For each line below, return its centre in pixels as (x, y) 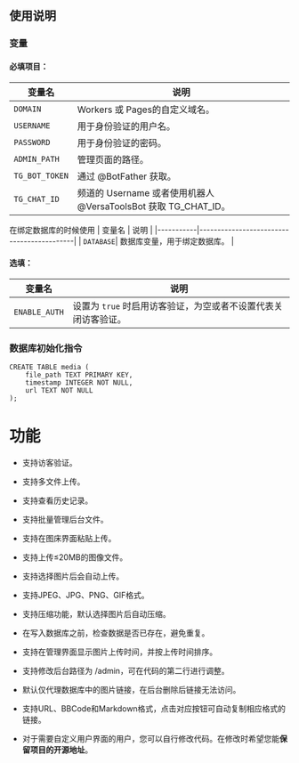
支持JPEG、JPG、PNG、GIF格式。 (85, 595)
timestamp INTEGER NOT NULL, (79, 383)
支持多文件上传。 (53, 481)
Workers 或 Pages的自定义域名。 (146, 110)
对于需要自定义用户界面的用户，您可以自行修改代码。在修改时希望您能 (151, 738)
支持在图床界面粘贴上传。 (69, 538)
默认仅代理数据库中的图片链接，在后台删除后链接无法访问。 (131, 689)
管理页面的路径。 (113, 159)
